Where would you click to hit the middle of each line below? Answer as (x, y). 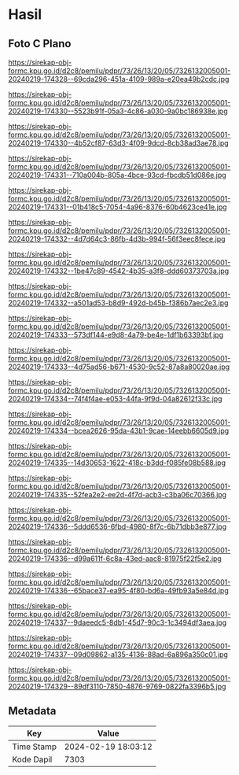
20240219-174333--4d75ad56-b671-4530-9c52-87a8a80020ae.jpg (119, 367)
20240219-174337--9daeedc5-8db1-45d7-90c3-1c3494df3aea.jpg (118, 622)
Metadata (32, 711)
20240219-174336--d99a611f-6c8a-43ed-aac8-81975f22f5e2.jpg (115, 559)
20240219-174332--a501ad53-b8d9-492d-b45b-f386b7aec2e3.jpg (118, 303)
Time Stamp (35, 747)
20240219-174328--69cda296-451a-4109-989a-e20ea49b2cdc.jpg (119, 79)
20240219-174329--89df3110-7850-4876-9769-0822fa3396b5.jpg (117, 686)
